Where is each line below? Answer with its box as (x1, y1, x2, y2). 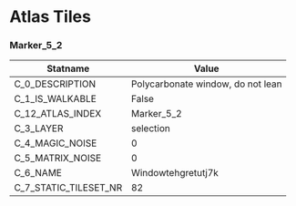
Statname (46, 62, 90, 75)
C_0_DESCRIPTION (14, 77, 97, 90)
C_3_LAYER (14, 122, 64, 135)
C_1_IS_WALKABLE (14, 93, 97, 106)
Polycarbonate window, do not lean (130, 77, 282, 90)
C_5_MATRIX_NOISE (14, 152, 102, 165)
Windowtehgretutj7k (130, 167, 219, 180)
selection (130, 122, 170, 135)
